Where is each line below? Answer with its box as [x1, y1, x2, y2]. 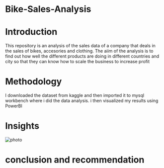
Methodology [5, 76, 62, 87]
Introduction [5, 26, 58, 38]
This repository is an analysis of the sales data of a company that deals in [5, 43, 156, 49]
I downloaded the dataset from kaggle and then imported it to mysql [5, 92, 145, 98]
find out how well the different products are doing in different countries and [5, 53, 160, 59]
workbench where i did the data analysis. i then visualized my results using [5, 98, 159, 104]
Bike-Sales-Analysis [5, 3, 91, 15]
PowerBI [5, 103, 22, 109]
